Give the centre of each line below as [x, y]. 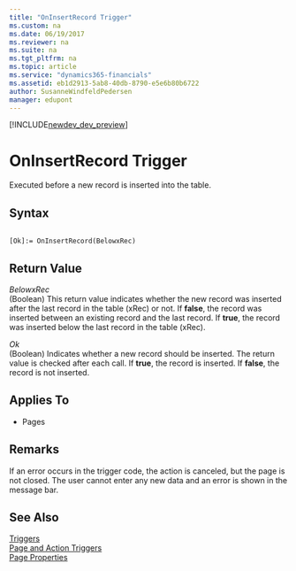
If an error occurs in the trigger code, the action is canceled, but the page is [147, 471]
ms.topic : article [43, 67]
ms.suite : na [33, 50]
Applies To [39, 401]
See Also [34, 517]
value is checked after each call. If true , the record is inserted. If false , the [144, 363]
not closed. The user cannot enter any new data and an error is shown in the [148, 480]
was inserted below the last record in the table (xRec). [107, 327]
